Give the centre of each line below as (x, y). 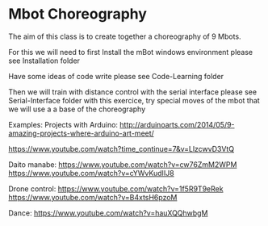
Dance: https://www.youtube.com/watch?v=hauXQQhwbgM (108, 213)
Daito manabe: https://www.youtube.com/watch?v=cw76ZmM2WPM (123, 164)
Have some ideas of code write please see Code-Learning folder (116, 76)
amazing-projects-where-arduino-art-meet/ (82, 133)
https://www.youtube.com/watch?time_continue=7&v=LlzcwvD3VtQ (121, 149)
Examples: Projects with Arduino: (63, 124)
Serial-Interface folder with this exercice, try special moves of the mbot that (134, 100)
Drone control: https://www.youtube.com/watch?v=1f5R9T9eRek (116, 188)
